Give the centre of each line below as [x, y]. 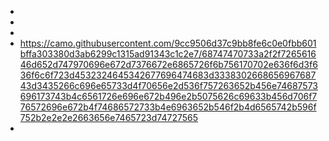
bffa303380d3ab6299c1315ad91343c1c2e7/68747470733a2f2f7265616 [168, 54]
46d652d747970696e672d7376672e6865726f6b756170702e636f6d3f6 [168, 64]
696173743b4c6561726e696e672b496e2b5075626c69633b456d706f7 [168, 96]
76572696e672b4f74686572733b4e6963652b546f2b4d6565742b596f [168, 107]
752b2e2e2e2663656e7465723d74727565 [108, 117]
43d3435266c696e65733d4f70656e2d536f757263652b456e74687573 [168, 85]
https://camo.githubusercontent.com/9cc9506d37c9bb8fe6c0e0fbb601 [168, 43]
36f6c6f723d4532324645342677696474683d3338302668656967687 [168, 75]
